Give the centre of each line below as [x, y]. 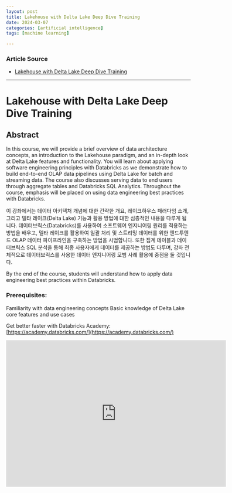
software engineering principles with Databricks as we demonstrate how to [97, 168]
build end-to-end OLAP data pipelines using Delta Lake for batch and [89, 174]
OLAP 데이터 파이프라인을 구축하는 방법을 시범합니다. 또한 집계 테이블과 [94, 240]
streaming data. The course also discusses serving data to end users [89, 180]
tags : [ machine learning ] [37, 33]
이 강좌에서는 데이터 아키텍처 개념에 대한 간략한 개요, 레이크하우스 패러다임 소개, [98, 211]
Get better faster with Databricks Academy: [59, 325]
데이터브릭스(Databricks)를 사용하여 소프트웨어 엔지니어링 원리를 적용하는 [103, 226]
